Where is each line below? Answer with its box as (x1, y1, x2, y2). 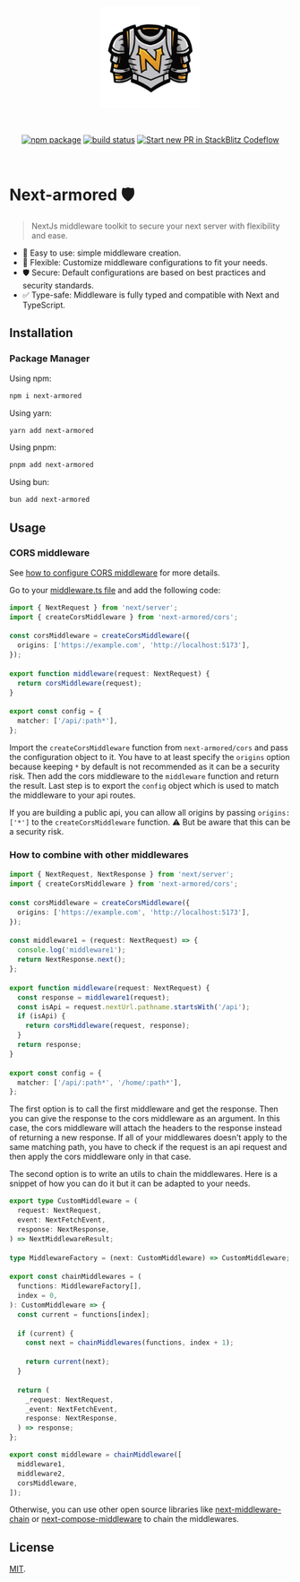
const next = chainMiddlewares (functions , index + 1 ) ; (25, 1338, 235, 1347)
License (9, 1540, 55, 1555)
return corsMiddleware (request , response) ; (25, 1021, 191, 1031)
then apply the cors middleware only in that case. (9, 1151, 192, 1163)
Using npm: (9, 373, 52, 384)
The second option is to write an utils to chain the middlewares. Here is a (9, 1169, 278, 1180)
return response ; (17, 1041, 82, 1050)
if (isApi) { (17, 1012, 66, 1021)
